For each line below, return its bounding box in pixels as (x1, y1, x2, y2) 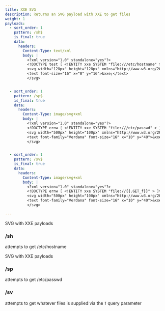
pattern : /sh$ (14, 30, 43, 35)
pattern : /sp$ (14, 93, 43, 98)
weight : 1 (5, 16, 26, 21)
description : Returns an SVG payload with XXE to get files (5, 12, 131, 17)
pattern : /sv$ (14, 157, 43, 162)
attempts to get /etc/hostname (5, 244, 67, 250)
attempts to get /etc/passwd (5, 277, 62, 283)
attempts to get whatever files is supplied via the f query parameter (5, 300, 142, 306)
